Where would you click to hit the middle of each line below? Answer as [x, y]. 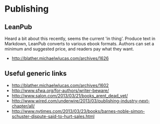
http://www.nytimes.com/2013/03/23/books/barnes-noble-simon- [78, 111]
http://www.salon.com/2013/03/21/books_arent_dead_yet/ [70, 95]
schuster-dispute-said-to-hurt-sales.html [53, 116]
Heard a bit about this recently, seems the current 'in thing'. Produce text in [80, 38]
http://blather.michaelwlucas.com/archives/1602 [60, 85]
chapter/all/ [23, 106]
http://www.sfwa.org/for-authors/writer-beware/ [60, 90]
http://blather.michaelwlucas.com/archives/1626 [60, 58]
